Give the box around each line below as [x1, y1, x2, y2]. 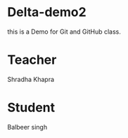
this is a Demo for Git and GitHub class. [7, 27, 121, 36]
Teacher [7, 52, 57, 68]
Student [7, 99, 56, 116]
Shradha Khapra [7, 75, 55, 83]
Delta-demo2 [7, 4, 87, 20]
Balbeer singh [7, 123, 48, 131]
